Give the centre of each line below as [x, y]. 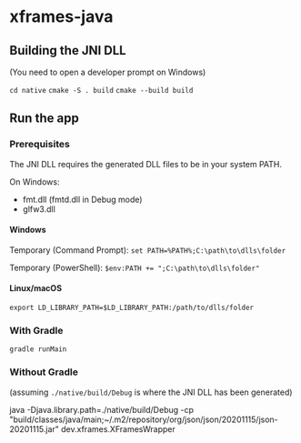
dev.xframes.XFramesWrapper [118, 428]
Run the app [44, 119]
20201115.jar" [34, 428]
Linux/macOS [35, 288]
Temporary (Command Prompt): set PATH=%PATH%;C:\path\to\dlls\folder [148, 250]
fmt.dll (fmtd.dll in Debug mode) [82, 199]
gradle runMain [38, 349]
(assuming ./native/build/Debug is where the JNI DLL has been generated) [151, 392]
